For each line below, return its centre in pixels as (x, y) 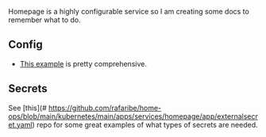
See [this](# (28, 108)
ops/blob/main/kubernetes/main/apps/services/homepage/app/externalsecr (133, 116)
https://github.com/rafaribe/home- (105, 108)
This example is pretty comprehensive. (83, 63)
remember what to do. (44, 20)
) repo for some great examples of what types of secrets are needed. (145, 124)
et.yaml (21, 124)
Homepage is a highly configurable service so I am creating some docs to (129, 11)
